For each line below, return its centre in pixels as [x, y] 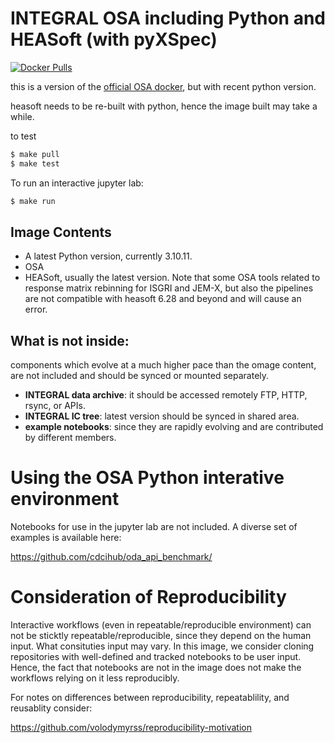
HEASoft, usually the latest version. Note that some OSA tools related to [172, 278]
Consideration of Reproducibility [148, 597]
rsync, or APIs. [55, 406]
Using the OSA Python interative [147, 478]
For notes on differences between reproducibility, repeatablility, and [150, 698]
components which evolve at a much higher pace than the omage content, [163, 365]
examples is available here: [66, 538]
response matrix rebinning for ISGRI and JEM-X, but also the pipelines [169, 288]
